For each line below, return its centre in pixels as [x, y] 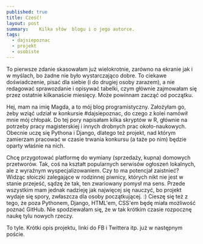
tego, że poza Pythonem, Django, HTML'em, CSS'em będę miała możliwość [101, 203]
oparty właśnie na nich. [36, 145]
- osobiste [26, 52]
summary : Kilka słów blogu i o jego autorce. [71, 29]
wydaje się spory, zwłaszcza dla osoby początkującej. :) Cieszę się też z [97, 196]
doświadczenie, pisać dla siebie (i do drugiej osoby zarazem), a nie [91, 82]
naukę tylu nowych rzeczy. [40, 216]
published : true [27, 12]
